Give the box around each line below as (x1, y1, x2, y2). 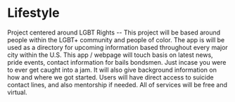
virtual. (7, 88, 27, 96)
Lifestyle (7, 5, 60, 21)
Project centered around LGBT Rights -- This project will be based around (7, 28, 221, 37)
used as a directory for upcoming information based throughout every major (7, 43, 229, 51)
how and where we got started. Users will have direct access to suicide (7, 72, 214, 82)
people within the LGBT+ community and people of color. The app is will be (7, 35, 225, 44)
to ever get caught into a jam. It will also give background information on (7, 65, 217, 74)
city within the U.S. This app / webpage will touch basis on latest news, (7, 51, 213, 59)
